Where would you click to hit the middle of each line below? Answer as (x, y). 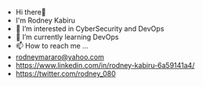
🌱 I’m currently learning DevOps (67, 37)
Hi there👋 (31, 12)
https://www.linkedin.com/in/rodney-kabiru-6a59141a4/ (105, 65)
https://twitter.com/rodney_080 (65, 73)
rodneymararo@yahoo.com (60, 57)
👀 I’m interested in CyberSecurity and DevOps (90, 29)
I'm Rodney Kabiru (45, 20)
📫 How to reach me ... (52, 46)
